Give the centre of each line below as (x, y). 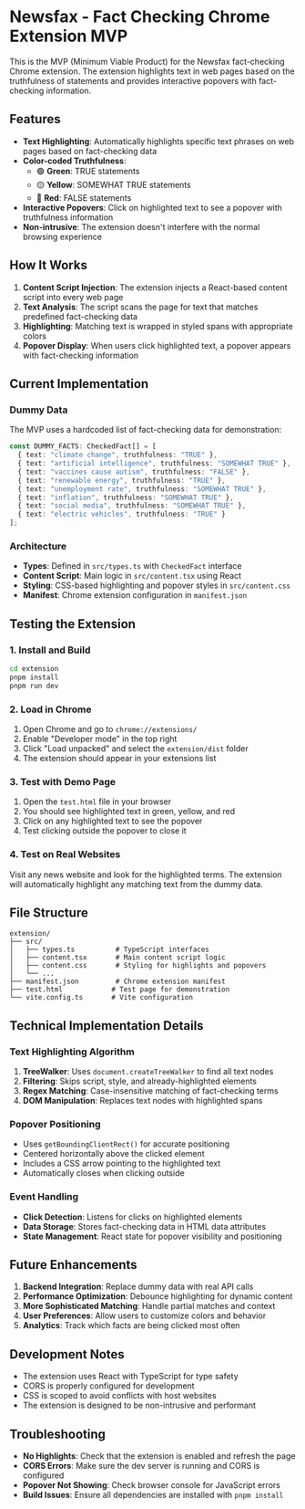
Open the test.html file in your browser (97, 802)
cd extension (34, 668)
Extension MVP (69, 36)
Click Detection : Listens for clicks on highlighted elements (132, 1217)
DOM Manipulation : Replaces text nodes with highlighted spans (142, 1100)
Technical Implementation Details (107, 1026)
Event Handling (44, 1197)
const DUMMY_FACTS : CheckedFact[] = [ (83, 446)
